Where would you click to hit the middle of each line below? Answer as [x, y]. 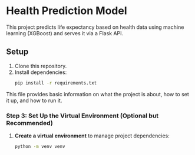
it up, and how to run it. [34, 100]
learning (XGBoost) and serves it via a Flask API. [65, 33]
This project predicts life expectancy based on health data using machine [95, 27]
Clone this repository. [41, 66]
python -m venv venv [40, 146]
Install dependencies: [41, 72]
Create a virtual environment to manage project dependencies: [92, 136]
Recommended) [29, 123]
